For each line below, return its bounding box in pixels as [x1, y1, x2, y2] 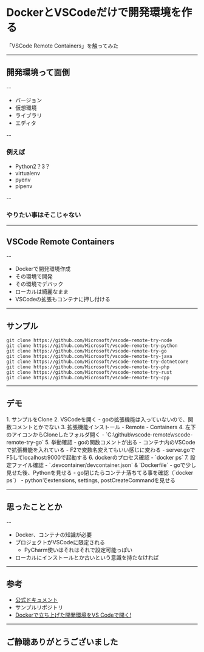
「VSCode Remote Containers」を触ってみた [6, 42, 119, 49]
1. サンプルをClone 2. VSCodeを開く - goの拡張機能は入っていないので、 [6, 415, 188, 423]
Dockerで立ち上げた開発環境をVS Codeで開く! [15, 611, 132, 619]
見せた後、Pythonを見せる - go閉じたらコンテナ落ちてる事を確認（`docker [6, 469, 194, 476]
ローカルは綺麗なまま [15, 288, 69, 295]
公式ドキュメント [15, 596, 58, 603]
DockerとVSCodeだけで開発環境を [6, 5, 182, 19]
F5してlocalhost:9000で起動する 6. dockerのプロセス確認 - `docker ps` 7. [6, 454, 189, 461]
